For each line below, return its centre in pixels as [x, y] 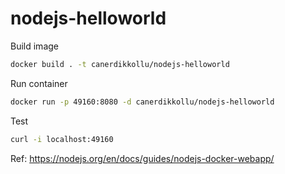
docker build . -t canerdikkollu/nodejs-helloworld [120, 64]
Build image [34, 46]
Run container [39, 83]
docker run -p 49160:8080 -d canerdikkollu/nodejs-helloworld [142, 102]
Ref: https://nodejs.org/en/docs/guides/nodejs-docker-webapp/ [142, 158]
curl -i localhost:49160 [62, 139]
